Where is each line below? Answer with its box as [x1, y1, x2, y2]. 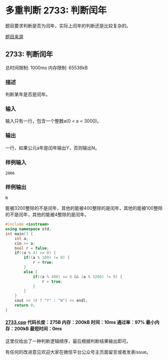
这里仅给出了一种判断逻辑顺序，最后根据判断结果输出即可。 [5, 338, 131, 344]
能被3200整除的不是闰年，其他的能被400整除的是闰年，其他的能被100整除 [5, 205, 163, 211]
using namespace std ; [5, 227, 52, 232]
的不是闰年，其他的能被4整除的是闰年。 [5, 211, 90, 218]
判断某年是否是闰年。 [5, 91, 50, 97]
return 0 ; [14, 303, 36, 308]
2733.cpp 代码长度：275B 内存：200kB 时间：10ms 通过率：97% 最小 [5, 319, 155, 326]
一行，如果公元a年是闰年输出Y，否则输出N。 [5, 145, 100, 151]
